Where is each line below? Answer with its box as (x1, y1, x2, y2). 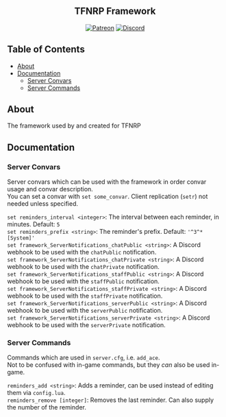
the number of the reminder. (7, 403, 87, 412)
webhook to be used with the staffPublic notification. (7, 277, 160, 285)
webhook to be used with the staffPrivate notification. (7, 291, 163, 300)
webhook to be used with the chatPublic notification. (7, 248, 157, 257)
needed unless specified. (7, 200, 79, 208)
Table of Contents (7, 44, 86, 56)
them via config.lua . (7, 389, 66, 397)
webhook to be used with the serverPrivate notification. (7, 321, 166, 329)
